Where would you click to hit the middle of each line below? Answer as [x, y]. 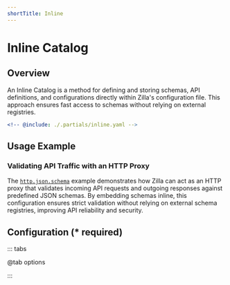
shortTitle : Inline [35, 13]
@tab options [26, 262]
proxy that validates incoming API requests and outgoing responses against [115, 188]
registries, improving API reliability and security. [75, 210]
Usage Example [42, 146]
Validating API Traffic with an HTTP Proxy [79, 165]
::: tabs [17, 249]
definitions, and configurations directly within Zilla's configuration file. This [114, 97]
